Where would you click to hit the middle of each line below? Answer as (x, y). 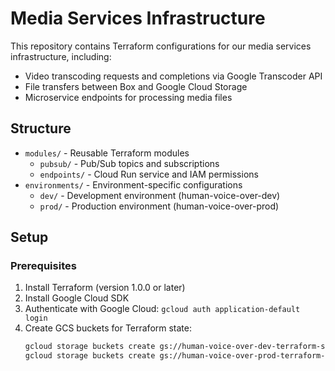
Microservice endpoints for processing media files (128, 97)
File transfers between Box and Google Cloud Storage (136, 86)
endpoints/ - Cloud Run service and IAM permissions (149, 174)
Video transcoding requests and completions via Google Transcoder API (173, 76)
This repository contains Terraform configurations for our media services (161, 46)
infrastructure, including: (61, 56)
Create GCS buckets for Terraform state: (108, 328)
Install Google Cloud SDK (77, 298)
